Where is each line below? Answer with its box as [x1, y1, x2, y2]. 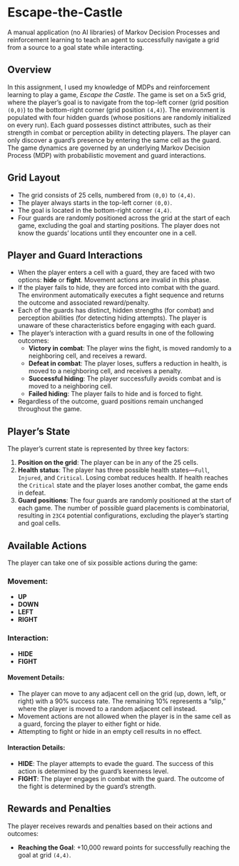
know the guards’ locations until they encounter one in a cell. [17, 228, 198, 237]
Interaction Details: [7, 743, 66, 752]
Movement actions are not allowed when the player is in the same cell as [17, 712, 231, 720]
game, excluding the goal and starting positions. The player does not [17, 221, 220, 229]
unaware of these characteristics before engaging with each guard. [17, 321, 216, 330]
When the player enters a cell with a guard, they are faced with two [17, 268, 215, 277]
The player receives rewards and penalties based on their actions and [7, 822, 213, 830]
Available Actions [7, 540, 87, 552]
